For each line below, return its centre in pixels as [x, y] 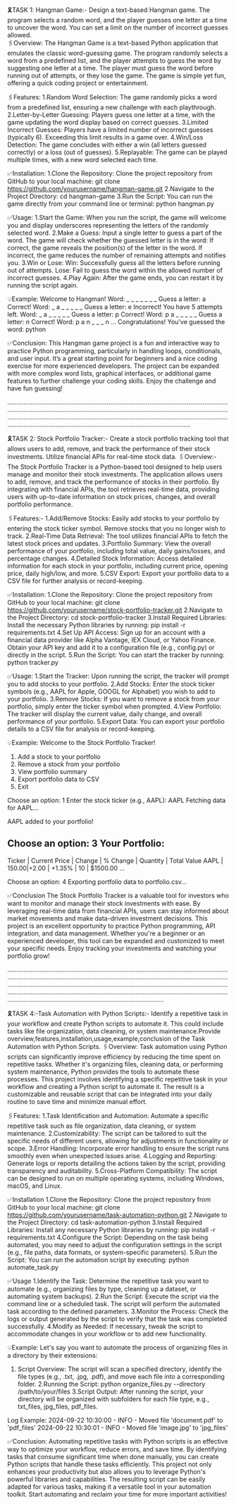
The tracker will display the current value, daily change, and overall [105, 714]
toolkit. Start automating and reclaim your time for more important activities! [117, 1494]
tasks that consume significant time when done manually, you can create [113, 1456]
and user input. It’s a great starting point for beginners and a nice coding [112, 358]
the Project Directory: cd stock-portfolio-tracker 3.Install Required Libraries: [117, 618]
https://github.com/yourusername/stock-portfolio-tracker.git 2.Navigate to [115, 610]
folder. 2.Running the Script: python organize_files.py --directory [111, 1384]
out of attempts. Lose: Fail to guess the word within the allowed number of [115, 270]
